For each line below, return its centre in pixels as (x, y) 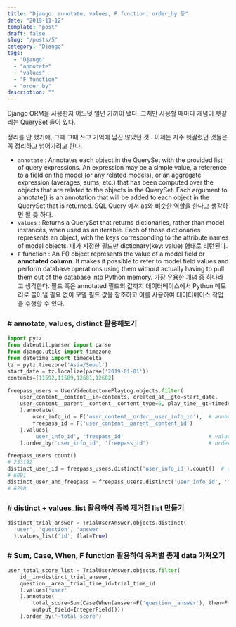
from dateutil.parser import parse (59, 345)
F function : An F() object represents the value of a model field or (111, 254)
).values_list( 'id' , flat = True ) (61, 536)
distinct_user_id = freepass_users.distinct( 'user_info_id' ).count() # (116, 469)
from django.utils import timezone (59, 352)
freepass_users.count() (42, 456)
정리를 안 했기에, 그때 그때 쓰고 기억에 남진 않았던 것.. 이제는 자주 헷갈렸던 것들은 (118, 137)
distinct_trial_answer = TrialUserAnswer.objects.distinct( (97, 523)
